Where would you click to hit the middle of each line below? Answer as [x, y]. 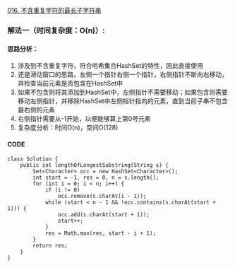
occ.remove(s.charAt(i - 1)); [102, 197]
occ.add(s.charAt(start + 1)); [104, 215]
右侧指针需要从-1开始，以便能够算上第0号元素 [84, 119]
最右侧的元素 [36, 110]
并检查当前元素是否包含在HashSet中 [70, 83]
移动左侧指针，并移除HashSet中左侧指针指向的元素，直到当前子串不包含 [122, 101]
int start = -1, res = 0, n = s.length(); [96, 178]
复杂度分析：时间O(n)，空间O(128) [68, 128]
